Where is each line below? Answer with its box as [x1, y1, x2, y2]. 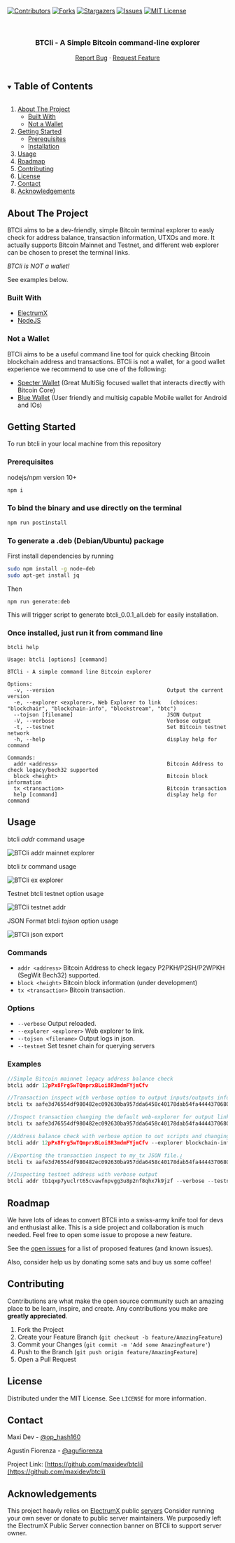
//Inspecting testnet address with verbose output [7, 1171, 158, 1178]
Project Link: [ [7, 1460, 48, 1469]
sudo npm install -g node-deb [7, 565, 96, 572]
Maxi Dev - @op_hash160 [7, 1433, 81, 1441]
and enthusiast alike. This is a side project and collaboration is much [7, 1223, 204, 1231]
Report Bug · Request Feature [75, 53, 160, 62]
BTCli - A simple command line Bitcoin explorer [7, 669, 152, 676]
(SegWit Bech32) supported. [17, 971, 101, 980]
